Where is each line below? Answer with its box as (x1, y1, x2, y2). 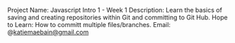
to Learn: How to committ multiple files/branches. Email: (7, 21, 171, 28)
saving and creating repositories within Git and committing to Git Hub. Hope (7, 13, 228, 21)
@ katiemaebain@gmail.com (7, 28, 89, 36)
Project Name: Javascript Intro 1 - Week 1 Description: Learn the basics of (7, 6, 223, 14)
